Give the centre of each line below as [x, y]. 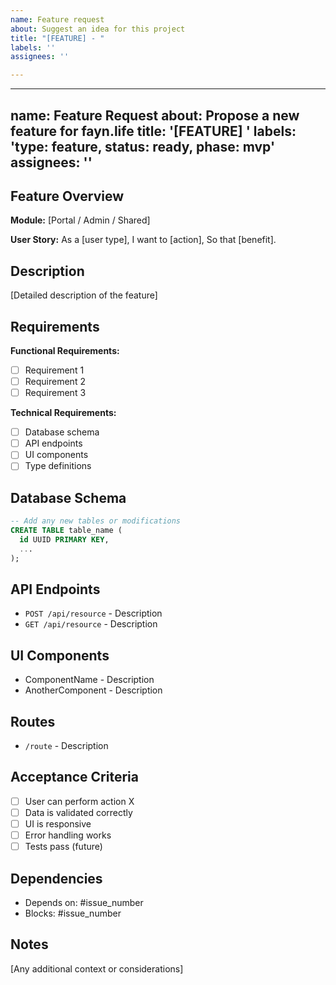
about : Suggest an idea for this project [98, 29]
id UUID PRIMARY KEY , [64, 539]
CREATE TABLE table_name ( [66, 531]
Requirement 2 [55, 382]
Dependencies [56, 878]
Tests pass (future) [63, 847]
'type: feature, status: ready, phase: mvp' [143, 146]
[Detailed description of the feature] [84, 295]
